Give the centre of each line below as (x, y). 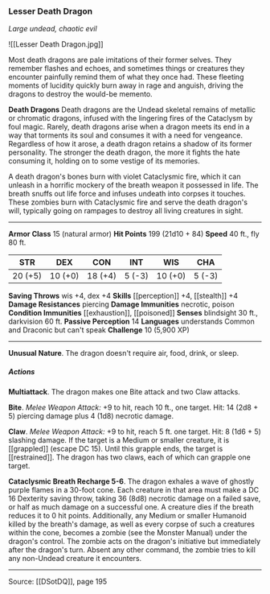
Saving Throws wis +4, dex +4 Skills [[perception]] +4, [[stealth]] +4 (123, 296)
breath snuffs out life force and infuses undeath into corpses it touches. (127, 194)
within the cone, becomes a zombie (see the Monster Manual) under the (128, 533)
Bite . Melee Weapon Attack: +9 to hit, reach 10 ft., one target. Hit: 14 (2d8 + (133, 407)
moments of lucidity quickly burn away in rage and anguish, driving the (126, 85)
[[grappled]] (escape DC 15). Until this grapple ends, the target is (116, 449)
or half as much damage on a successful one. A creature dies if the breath (131, 507)
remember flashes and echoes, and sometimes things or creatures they (127, 68)
